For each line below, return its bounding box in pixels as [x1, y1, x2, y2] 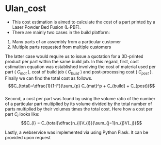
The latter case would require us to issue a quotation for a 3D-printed [5, 53, 144, 59]
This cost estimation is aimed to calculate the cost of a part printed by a [12, 19, 156, 25]
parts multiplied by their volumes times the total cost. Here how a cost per [5, 106, 153, 112]
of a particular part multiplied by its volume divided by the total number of [5, 101, 152, 107]
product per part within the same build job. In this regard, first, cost [5, 58, 139, 64]
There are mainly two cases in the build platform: [12, 29, 110, 35]
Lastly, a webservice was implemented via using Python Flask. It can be [5, 129, 149, 135]
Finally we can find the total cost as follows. [5, 75, 93, 81]
